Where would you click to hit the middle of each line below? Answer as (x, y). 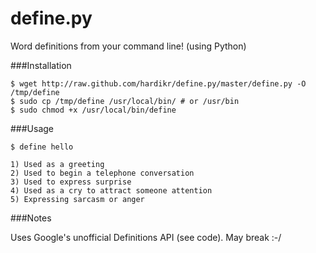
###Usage (32, 128)
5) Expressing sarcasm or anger (77, 199)
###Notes (31, 218)
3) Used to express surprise (71, 182)
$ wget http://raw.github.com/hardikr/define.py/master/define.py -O (158, 83)
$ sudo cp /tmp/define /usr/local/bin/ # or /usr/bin (125, 101)
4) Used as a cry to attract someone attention (111, 190)
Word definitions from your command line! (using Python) (128, 46)
